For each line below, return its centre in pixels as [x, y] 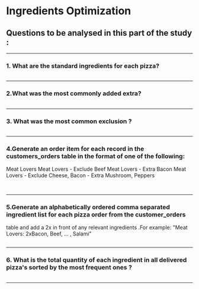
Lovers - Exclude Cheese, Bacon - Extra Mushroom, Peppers [81, 175]
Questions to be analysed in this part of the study [99, 33]
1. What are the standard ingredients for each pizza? [83, 65]
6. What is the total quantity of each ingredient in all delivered [97, 260]
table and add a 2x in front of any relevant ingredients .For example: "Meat [97, 228]
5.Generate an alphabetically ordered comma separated [88, 207]
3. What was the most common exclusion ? [69, 121]
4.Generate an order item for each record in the [75, 149]
